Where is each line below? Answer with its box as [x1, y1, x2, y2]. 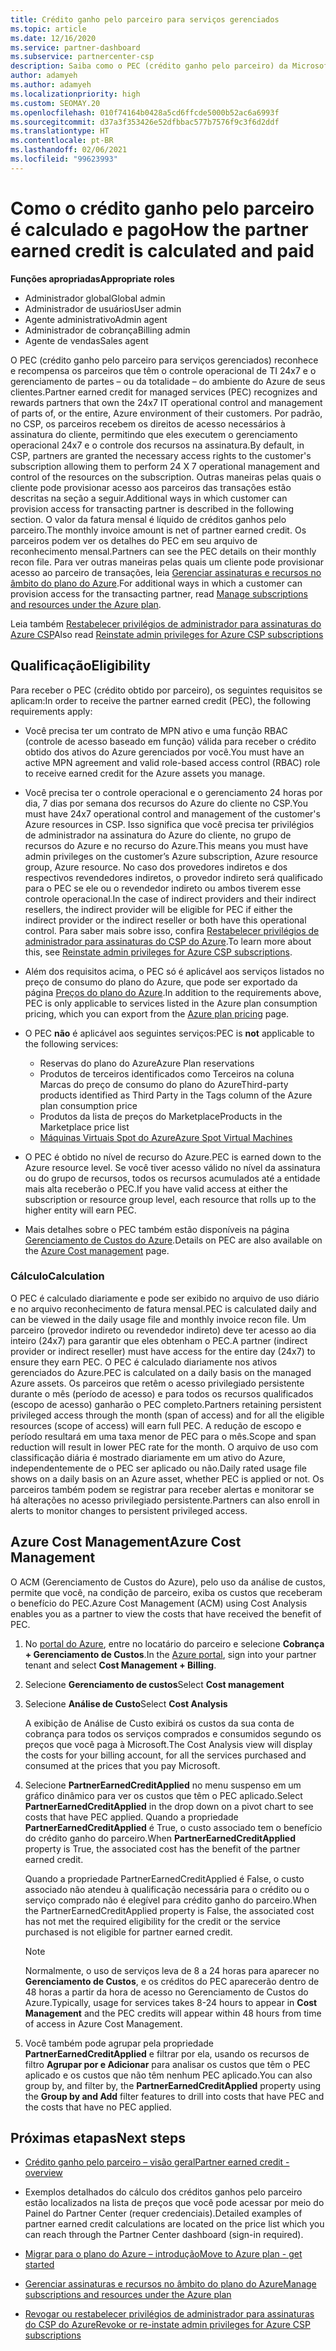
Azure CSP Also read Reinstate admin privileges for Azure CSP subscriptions [10, 628, 324, 640]
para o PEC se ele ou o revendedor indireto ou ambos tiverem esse [24, 882, 302, 894]
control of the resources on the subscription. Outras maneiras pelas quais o [10, 471, 322, 483]
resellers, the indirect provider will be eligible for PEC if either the [24, 903, 293, 915]
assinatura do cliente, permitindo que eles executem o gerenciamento [10, 428, 298, 440]
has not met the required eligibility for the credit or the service [24, 1915, 281, 1927]
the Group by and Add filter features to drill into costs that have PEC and [24, 2090, 325, 2102]
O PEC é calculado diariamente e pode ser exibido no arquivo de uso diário [10, 1292, 320, 1304]
